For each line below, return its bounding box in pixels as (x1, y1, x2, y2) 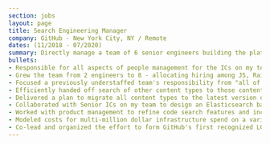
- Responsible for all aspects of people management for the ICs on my (8, 64, 253, 72)
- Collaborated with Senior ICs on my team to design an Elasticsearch (8, 101, 253, 109)
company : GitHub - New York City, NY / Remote (8, 34, 167, 42)
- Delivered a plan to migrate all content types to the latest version (8, 94, 257, 102)
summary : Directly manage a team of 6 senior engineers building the (8, 49, 247, 57)
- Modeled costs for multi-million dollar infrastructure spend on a (8, 116, 247, 124)
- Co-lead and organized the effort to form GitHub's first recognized (8, 123, 253, 131)
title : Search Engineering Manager (8, 26, 128, 34)
